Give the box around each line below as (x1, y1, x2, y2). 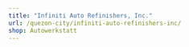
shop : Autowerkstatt (8, 26, 78, 34)
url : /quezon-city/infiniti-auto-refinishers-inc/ (8, 19, 182, 27)
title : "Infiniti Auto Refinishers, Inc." (8, 11, 153, 20)
